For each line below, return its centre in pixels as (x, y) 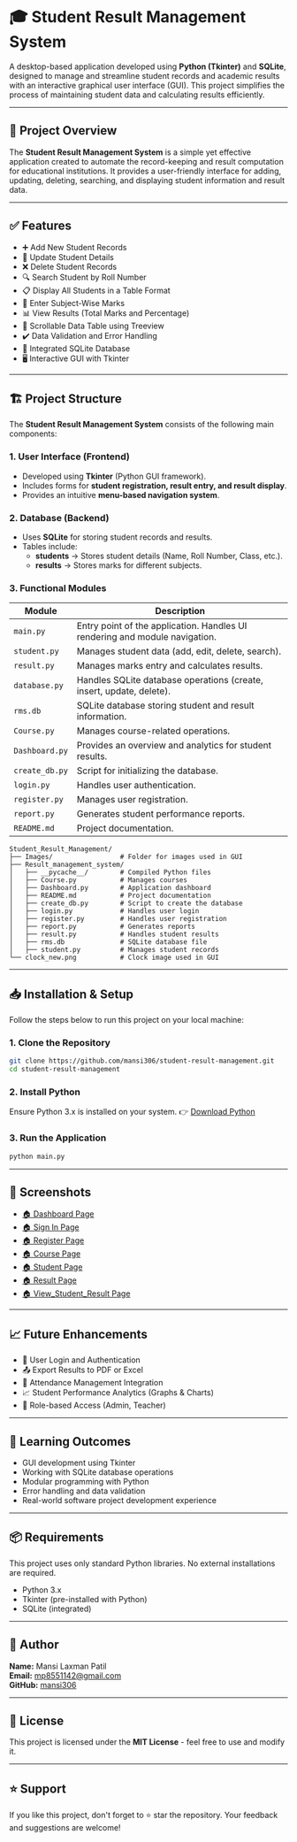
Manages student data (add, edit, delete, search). (179, 651)
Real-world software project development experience (119, 1500)
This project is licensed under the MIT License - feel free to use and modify (147, 1742)
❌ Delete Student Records (69, 266)
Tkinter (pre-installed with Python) (84, 1599)
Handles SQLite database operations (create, (170, 680)
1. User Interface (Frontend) (70, 457)
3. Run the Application (58, 1138)
